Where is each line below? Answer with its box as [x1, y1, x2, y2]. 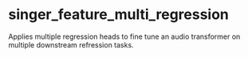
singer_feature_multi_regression [8, 6, 230, 24]
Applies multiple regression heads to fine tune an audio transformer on [8, 32, 241, 41]
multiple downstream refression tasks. [8, 40, 134, 49]
